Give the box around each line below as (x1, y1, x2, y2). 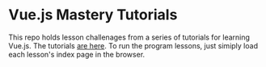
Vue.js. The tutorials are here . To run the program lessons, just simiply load (8, 40, 259, 50)
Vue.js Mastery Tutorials (8, 6, 178, 24)
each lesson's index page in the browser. (8, 49, 146, 59)
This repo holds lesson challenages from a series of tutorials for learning (8, 32, 251, 42)
